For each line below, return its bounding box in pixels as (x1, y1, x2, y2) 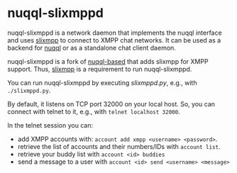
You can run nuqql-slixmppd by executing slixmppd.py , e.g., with (7, 78, 197, 86)
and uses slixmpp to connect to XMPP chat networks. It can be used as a (7, 35, 221, 44)
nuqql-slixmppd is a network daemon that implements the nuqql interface (7, 28, 222, 37)
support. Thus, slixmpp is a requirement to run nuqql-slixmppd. (7, 65, 192, 73)
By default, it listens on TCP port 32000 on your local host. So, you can (7, 99, 215, 108)
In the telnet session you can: (7, 121, 94, 129)
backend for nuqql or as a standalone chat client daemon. (7, 43, 176, 52)
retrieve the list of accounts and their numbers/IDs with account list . (17, 142, 221, 150)
